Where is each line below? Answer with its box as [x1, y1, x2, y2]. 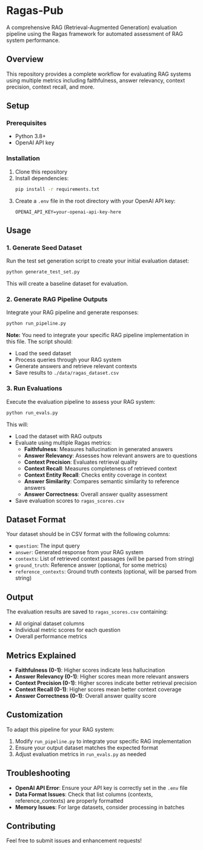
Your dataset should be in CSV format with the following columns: [6, 530, 171, 538]
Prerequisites [6, 119, 47, 127]
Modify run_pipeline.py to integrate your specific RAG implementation [15, 737, 192, 745]
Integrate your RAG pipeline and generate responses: [6, 309, 139, 316]
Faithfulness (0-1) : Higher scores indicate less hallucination [15, 666, 165, 674]
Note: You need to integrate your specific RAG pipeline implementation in [6, 332, 189, 339]
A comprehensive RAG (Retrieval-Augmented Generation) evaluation [6, 24, 178, 31]
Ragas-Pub [6, 4, 64, 18]
